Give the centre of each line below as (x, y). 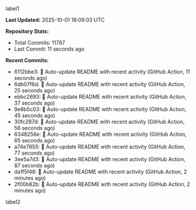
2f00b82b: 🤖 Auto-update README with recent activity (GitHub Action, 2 (102, 184)
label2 (13, 202)
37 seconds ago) (34, 103)
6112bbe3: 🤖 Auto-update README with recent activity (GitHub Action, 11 (102, 72)
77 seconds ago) (34, 153)
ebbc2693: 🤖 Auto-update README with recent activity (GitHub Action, (100, 97)
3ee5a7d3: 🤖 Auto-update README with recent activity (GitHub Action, (100, 159)
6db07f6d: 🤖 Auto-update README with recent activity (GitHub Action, (99, 84)
